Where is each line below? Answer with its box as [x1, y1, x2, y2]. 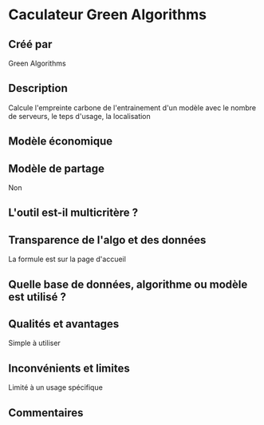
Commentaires [8, 406, 84, 419]
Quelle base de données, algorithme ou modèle [8, 277, 248, 291]
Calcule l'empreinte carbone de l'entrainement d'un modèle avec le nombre [8, 102, 257, 113]
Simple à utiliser [8, 338, 61, 348]
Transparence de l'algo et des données [8, 233, 207, 247]
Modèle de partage [8, 161, 105, 175]
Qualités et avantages [8, 317, 120, 331]
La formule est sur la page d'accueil [8, 254, 126, 264]
